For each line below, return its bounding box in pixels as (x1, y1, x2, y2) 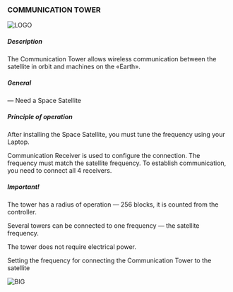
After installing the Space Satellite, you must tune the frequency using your (7, 130, 225, 139)
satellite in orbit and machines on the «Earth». (7, 62, 141, 71)
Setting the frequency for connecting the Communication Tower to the (7, 256, 212, 265)
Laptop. (7, 138, 30, 146)
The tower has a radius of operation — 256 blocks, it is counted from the (7, 200, 219, 209)
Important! (7, 182, 40, 191)
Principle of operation (7, 112, 73, 121)
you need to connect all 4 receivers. (7, 166, 112, 175)
